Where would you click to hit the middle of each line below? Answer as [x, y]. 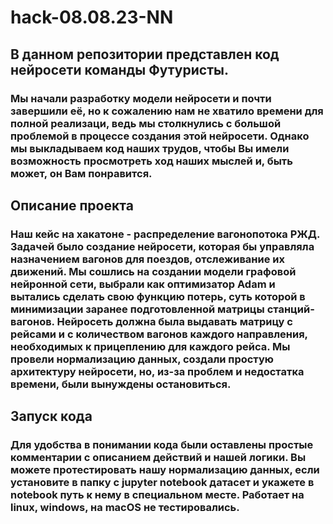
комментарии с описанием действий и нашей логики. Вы [158, 458]
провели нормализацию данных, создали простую [142, 359]
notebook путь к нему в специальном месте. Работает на [157, 495]
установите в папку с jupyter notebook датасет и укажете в [162, 483]
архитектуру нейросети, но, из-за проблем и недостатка [157, 371]
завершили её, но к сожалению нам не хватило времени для [167, 111]
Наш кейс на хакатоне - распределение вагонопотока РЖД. [165, 234]
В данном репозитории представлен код [145, 54]
